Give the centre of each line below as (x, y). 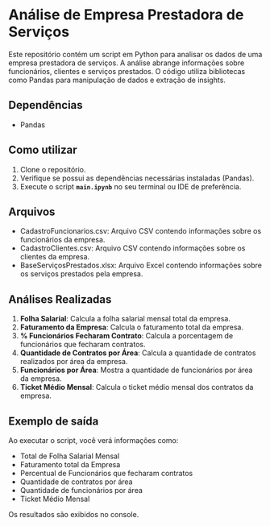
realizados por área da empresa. (74, 362)
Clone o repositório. (53, 169)
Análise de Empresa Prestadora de (126, 15)
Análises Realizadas (60, 299)
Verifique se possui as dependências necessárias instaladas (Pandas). (137, 178)
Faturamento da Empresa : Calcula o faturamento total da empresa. (132, 327)
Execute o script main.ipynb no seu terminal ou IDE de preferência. (131, 186)
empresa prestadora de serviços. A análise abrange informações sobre (127, 63)
